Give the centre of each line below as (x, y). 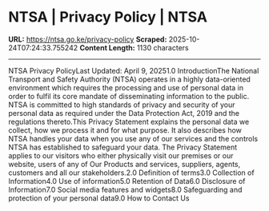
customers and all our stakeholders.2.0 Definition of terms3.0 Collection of (131, 173)
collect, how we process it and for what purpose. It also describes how (125, 130)
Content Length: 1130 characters (134, 47)
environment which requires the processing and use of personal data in (126, 87)
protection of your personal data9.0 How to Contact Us (99, 198)
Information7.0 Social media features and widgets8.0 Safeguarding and (125, 189)
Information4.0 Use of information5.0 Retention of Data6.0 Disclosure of (127, 181)
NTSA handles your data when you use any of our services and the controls (133, 138)
